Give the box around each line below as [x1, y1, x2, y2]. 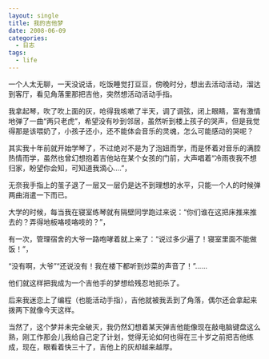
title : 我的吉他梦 [8, 19, 64, 27]
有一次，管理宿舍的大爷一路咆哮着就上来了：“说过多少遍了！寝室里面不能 [8, 233, 251, 244]
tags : [8, 49, 26, 57]
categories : [8, 34, 48, 42]
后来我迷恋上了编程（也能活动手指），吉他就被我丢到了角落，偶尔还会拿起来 [8, 295, 258, 305]
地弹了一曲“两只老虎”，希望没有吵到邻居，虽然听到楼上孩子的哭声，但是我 [8, 116, 254, 126]
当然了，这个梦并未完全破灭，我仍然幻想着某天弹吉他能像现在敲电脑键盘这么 [8, 321, 261, 332]
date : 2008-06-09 [8, 26, 66, 34]
